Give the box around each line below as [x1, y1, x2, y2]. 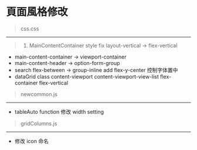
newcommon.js [20, 90, 57, 97]
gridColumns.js [20, 120, 57, 127]
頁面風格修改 [6, 5, 69, 19]
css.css [20, 25, 39, 32]
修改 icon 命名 [14, 137, 49, 144]
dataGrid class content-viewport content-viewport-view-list [14, 73, 159, 80]
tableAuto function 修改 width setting [14, 108, 104, 115]
